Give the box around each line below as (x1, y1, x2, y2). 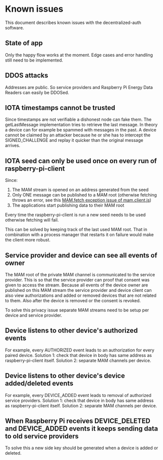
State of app (5, 39, 43, 47)
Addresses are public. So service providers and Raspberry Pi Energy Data (5, 84, 153, 90)
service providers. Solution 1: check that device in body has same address (5, 397, 154, 403)
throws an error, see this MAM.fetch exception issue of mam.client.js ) (12, 197, 152, 203)
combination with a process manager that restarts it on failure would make (5, 232, 154, 238)
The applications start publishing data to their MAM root (12, 202, 125, 208)
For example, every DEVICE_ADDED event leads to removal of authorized (5, 392, 152, 398)
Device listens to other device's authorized (5, 327, 138, 335)
